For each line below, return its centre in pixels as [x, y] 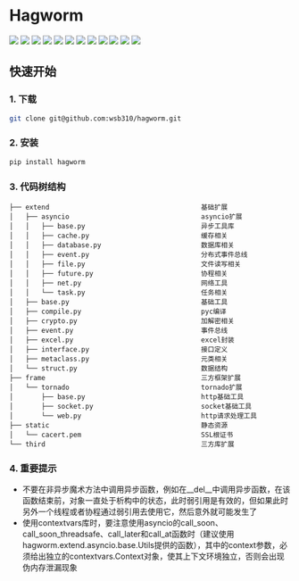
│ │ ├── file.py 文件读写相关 [125, 264]
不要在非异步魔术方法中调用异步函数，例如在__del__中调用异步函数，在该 [156, 490]
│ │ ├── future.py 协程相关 [119, 273]
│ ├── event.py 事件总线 [119, 330]
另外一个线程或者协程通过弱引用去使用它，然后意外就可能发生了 [139, 512]
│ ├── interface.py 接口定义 [119, 349]
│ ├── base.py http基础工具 [126, 397]
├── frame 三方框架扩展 [125, 378]
